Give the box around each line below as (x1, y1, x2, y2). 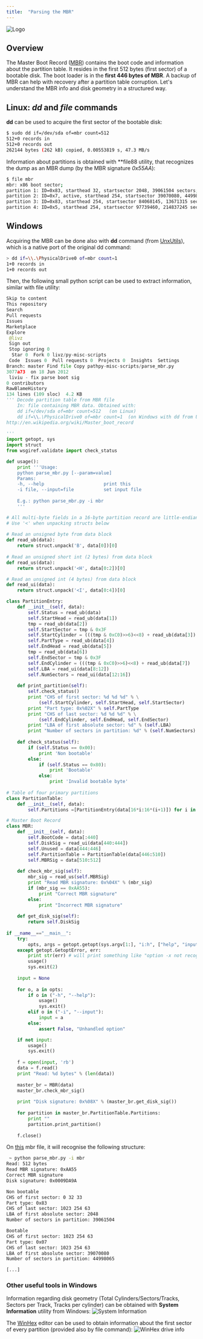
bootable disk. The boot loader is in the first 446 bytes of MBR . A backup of (6, 72, 196, 79)
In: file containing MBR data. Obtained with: (17, 403, 137, 409)
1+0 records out (6, 266, 47, 273)
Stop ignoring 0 (8, 346, 50, 352)
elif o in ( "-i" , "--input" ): (28, 1009, 104, 1015)
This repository (6, 301, 47, 308)
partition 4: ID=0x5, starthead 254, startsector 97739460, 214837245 (6, 204, 188, 211)
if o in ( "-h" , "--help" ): (28, 992, 96, 998)
